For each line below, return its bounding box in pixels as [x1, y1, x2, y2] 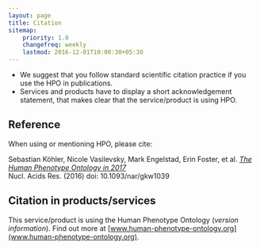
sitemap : [8, 26, 37, 34]
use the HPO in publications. [19, 78, 113, 88]
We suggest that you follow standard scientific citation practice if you [19, 70, 247, 79]
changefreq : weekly [22, 41, 87, 49]
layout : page [8, 11, 52, 20]
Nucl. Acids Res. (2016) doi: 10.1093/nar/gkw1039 [8, 171, 170, 180]
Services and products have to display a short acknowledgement [19, 87, 232, 96]
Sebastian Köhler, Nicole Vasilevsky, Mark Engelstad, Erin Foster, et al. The [8, 154, 252, 164]
